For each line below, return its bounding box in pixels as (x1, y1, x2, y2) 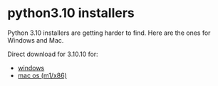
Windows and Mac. (7, 36, 64, 44)
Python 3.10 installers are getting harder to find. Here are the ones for (7, 28, 211, 37)
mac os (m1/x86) (17, 71, 68, 80)
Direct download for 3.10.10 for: (7, 50, 98, 58)
